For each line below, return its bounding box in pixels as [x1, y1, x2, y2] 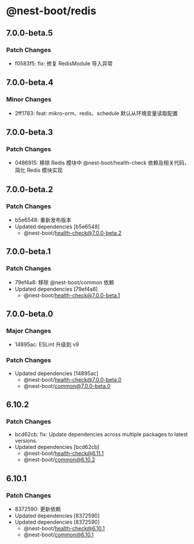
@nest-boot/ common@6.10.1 [23, 531, 94, 538]
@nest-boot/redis [6, 4, 97, 18]
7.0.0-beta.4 [6, 77, 53, 87]
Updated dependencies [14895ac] [14, 370, 99, 377]
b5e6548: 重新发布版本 [14, 216, 72, 224]
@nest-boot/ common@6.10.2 [23, 456, 96, 463]
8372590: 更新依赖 [14, 505, 61, 512]
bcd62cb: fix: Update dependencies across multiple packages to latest [14, 431, 188, 438]
